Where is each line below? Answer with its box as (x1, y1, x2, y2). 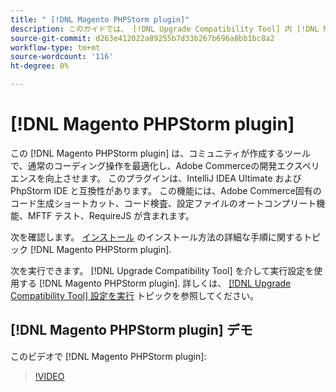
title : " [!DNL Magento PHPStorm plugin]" (10, 14, 190, 25)
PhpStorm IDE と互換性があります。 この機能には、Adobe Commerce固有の (10, 184, 322, 196)
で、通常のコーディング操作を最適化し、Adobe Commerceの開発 (10, 159, 278, 171)
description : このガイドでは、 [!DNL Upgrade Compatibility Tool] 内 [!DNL (10, 24, 320, 34)
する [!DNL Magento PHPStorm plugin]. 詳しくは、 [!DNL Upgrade (18, 277, 292, 289)
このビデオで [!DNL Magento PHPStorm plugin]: (10, 350, 207, 362)
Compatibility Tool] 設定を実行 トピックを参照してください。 (10, 289, 260, 301)
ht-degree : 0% (10, 61, 70, 71)
